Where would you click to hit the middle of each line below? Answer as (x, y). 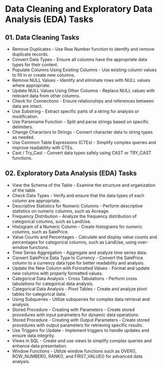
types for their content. (35, 65)
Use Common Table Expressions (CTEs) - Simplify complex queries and (84, 142)
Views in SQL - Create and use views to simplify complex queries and (82, 341)
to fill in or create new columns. (44, 75)
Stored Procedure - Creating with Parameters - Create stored (73, 309)
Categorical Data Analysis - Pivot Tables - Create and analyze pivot (80, 288)
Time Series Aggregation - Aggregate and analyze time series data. (80, 252)
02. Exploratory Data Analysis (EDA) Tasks (71, 174)
